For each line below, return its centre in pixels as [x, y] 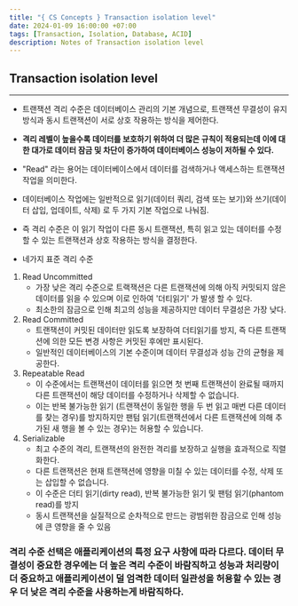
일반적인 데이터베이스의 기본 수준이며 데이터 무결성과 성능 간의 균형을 [155, 353]
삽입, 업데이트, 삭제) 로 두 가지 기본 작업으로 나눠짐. [120, 211]
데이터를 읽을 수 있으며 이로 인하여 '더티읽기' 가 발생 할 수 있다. [144, 299]
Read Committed [53, 320]
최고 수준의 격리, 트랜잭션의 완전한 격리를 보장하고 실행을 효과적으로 [153, 449]
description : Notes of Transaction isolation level [106, 42]
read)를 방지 [57, 505]
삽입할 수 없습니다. [77, 482]
